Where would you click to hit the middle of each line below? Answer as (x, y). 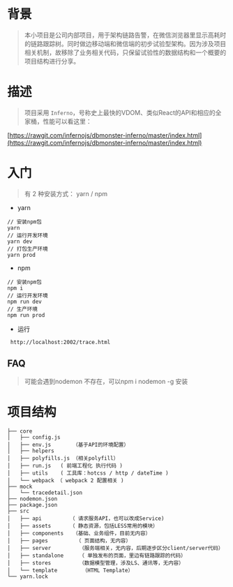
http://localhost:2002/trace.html (60, 342)
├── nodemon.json (32, 499)
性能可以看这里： (67, 121)
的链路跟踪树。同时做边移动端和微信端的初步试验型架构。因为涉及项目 (125, 43)
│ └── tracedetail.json (45, 493)
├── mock (20, 486)
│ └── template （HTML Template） (70, 570)
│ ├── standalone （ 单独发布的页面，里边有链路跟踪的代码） (97, 556)
